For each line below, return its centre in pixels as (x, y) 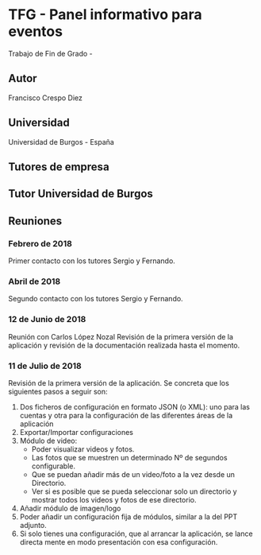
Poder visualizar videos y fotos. (83, 449)
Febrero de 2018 (40, 243)
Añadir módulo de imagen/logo (70, 508)
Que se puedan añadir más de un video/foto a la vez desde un (133, 474)
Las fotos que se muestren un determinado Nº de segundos (129, 457)
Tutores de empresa (59, 167)
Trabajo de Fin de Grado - (50, 53)
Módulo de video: (48, 441)
